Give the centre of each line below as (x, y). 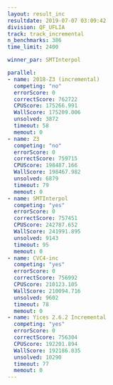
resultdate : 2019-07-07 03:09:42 (57, 21)
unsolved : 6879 (36, 179)
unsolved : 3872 (36, 119)
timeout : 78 (32, 304)
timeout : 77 (32, 364)
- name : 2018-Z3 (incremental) (54, 79)
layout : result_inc (36, 14)
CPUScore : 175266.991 (46, 106)
